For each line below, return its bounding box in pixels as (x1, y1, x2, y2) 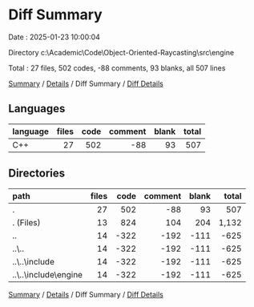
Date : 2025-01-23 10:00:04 (8, 32, 100, 42)
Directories (8, 167, 66, 180)
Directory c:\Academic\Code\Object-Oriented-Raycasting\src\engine (8, 47, 235, 57)
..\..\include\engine (12, 269, 83, 280)
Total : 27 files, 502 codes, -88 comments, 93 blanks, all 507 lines (8, 63, 226, 73)
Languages (8, 102, 66, 115)
